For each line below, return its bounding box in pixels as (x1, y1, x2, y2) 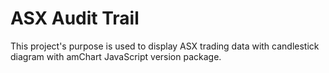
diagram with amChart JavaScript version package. (10, 50, 222, 62)
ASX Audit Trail (10, 7, 140, 30)
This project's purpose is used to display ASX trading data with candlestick (10, 40, 320, 52)
